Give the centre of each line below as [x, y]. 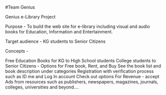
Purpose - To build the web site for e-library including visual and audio [78, 26]
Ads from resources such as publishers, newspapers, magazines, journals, [82, 82]
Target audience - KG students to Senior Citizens [55, 41]
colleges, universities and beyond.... [42, 87]
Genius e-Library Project [30, 17]
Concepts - [17, 51]
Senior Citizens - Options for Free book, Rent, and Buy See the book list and [83, 66]
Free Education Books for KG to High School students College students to [81, 61]
